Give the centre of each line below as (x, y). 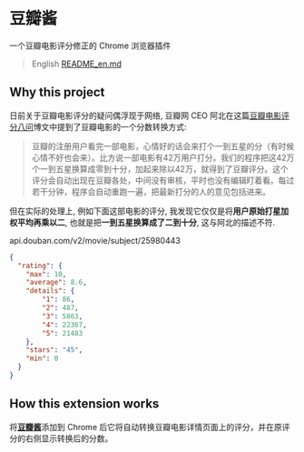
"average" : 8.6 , (57, 283)
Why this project (57, 92)
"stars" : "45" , (54, 350)
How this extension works (84, 404)
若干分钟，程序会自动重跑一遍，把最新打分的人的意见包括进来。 (151, 191)
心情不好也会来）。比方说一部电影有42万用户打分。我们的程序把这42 (159, 157)
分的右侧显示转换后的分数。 (61, 438)
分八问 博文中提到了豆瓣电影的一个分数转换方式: (98, 126)
